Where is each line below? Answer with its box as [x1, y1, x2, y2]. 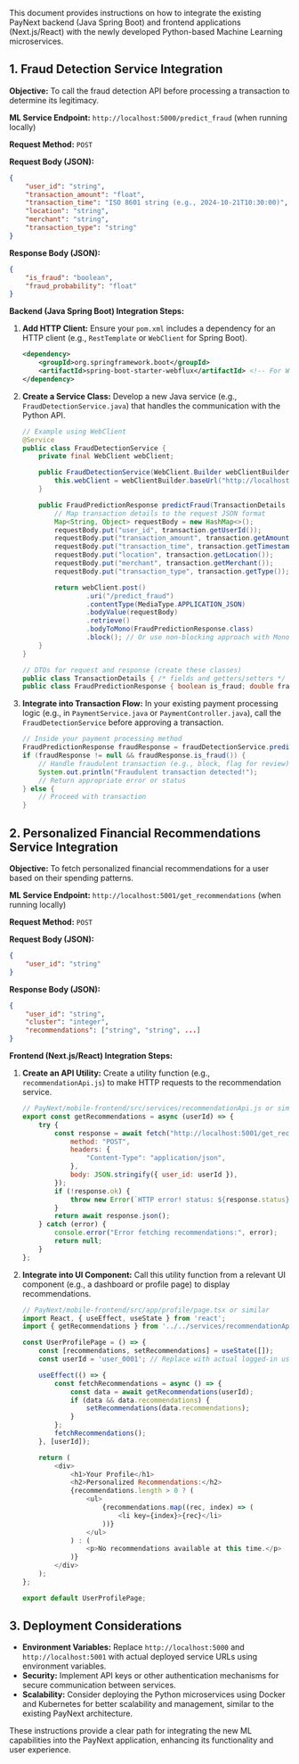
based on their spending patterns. [9, 873, 133, 883]
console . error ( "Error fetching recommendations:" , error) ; [54, 1228, 279, 1238]
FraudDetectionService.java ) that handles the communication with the [21, 400, 281, 411]
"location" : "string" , [25, 207, 109, 216]
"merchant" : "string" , [25, 215, 109, 224]
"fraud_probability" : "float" [25, 281, 138, 291]
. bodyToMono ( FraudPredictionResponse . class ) [85, 624, 255, 634]
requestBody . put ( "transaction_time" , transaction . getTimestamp [54, 542, 294, 551]
